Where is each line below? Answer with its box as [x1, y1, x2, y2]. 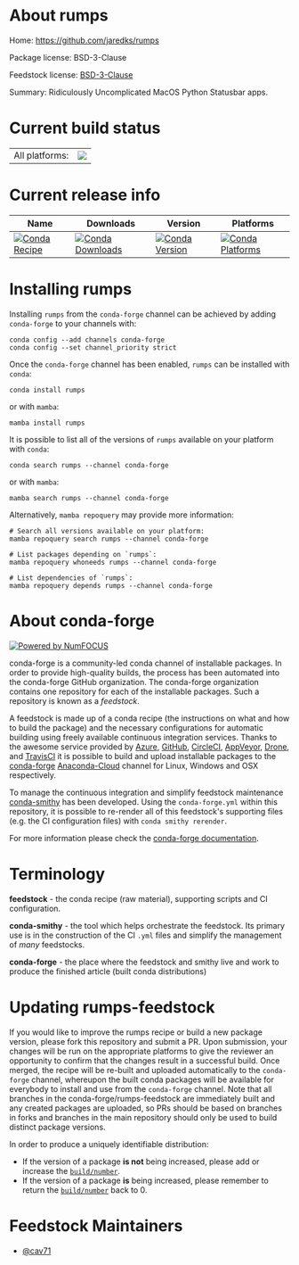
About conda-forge [9, 610, 155, 631]
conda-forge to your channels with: [9, 318, 137, 328]
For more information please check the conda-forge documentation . [9, 832, 260, 843]
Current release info [9, 185, 161, 205]
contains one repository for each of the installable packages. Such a [9, 686, 260, 697]
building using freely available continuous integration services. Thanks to [9, 732, 278, 742]
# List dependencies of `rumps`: [9, 573, 133, 583]
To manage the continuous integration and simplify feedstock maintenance [9, 787, 284, 798]
